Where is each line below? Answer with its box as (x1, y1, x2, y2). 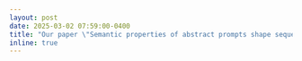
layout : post (9, 13, 58, 22)
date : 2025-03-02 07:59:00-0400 (9, 22, 130, 30)
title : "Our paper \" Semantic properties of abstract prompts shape (9, 30, 271, 39)
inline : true (9, 38, 58, 48)
